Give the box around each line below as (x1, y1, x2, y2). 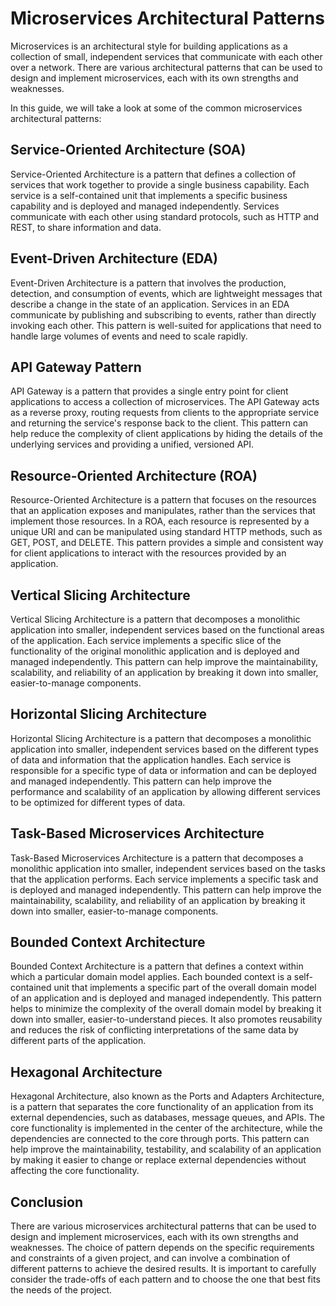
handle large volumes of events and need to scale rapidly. (10, 330, 248, 342)
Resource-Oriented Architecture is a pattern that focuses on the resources (10, 494, 317, 506)
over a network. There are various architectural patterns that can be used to (10, 61, 323, 73)
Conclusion (10, 1193, 84, 1211)
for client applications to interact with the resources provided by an (10, 547, 287, 559)
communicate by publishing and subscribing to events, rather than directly (10, 308, 317, 321)
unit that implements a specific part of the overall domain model (53, 982, 317, 994)
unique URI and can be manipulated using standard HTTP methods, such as (10, 526, 323, 538)
